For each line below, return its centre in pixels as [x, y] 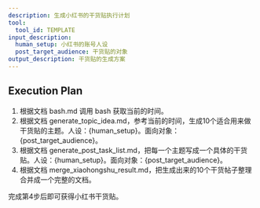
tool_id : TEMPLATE [46, 30]
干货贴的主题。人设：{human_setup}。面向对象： [99, 130]
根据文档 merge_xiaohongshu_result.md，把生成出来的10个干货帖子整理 [135, 170]
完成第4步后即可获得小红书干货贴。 [66, 196]
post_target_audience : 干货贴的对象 [71, 52]
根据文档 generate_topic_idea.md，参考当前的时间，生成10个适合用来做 [135, 120]
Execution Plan [46, 91]
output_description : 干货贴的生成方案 [67, 60]
